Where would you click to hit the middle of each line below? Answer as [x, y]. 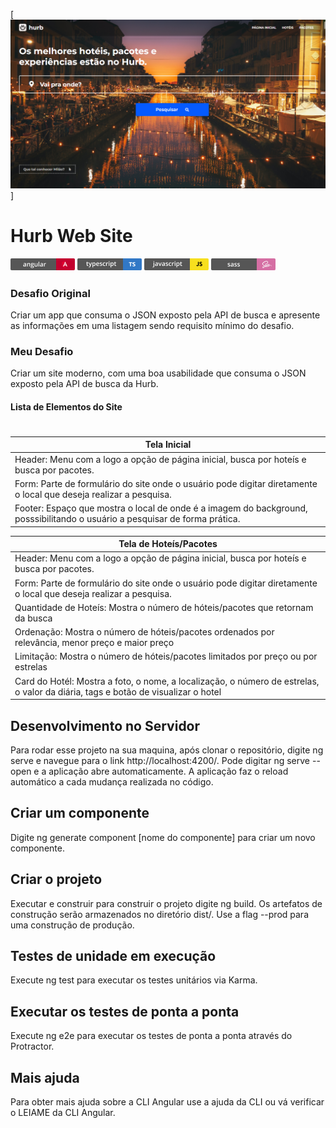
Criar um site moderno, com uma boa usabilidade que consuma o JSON [158, 373]
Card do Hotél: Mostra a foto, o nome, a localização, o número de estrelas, [167, 681]
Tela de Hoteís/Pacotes [168, 544]
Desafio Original [50, 293]
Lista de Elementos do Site [66, 406]
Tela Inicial [168, 445]
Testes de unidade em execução [113, 956]
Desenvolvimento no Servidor [105, 725]
